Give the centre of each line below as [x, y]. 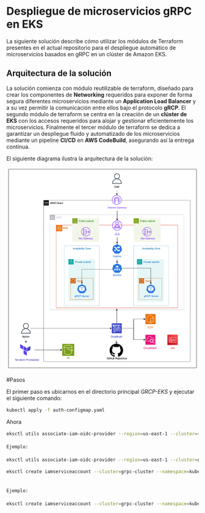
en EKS [25, 24]
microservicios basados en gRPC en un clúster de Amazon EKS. [87, 54]
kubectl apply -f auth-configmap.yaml [56, 410]
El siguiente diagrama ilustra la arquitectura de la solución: [80, 158]
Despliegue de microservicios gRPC [99, 11]
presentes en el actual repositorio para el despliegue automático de [91, 48]
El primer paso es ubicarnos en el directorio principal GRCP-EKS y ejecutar [100, 392]
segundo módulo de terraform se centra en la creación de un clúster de [97, 114]
